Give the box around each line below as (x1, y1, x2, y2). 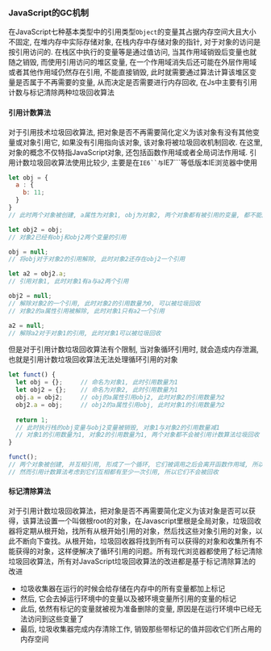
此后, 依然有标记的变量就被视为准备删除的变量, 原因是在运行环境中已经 (19, 603, 255, 613)
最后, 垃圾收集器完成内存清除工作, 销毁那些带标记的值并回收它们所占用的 (19, 624, 262, 633)
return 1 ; (15, 416, 48, 424)
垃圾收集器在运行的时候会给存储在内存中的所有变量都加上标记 (19, 583, 226, 593)
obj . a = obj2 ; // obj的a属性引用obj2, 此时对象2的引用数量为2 (15, 393, 225, 401)
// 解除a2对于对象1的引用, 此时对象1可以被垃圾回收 (8, 329, 161, 337)
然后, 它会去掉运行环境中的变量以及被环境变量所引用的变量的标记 (19, 594, 236, 603)
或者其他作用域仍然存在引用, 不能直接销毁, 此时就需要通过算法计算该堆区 (8, 67, 250, 78)
